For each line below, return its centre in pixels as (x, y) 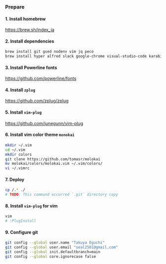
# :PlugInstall (21, 221)
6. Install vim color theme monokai (40, 134)
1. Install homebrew (25, 19)
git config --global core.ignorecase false (51, 257)
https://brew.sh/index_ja (30, 30)
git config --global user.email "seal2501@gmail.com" (62, 247)
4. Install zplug (20, 90)
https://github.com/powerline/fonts (41, 78)
